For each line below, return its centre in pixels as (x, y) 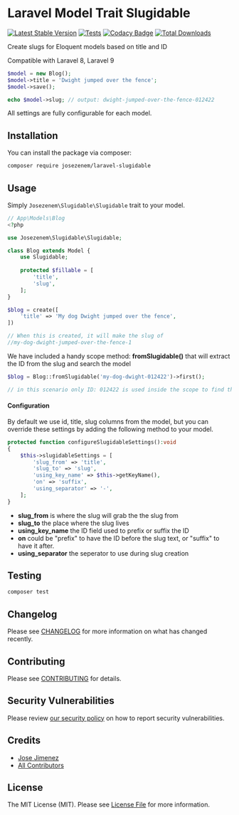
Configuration (28, 406)
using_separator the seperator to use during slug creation (103, 553)
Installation (33, 136)
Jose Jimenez (38, 757)
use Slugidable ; (44, 257)
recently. (20, 639)
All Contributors (41, 765)
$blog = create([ (33, 310)
